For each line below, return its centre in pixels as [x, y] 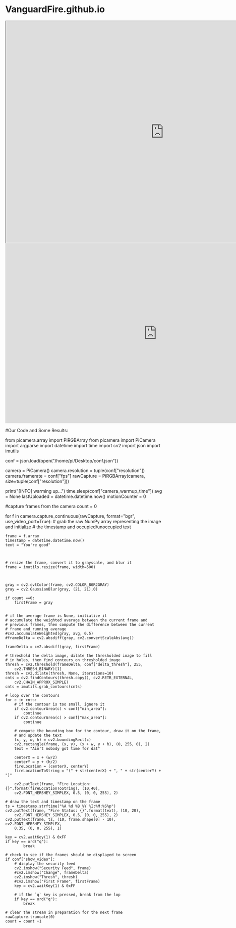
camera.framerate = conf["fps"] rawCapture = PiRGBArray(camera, [75, 476]
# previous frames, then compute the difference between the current [80, 624]
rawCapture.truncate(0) [30, 917]
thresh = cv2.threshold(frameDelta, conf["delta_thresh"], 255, [74, 664]
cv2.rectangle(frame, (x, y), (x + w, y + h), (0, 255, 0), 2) [82, 744]
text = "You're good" [28, 545]
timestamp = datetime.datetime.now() [45, 540]
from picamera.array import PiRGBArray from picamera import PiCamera [80, 440]
